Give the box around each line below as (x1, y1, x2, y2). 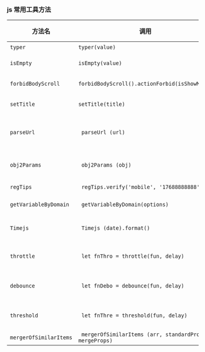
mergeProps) (78, 337, 113, 344)
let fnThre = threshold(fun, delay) (81, 312, 188, 319)
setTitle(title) (78, 101, 125, 108)
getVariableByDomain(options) (81, 201, 169, 208)
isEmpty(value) (78, 60, 122, 67)
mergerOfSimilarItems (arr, (81, 331, 163, 338)
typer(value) (78, 44, 116, 51)
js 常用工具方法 (7, 5, 51, 13)
